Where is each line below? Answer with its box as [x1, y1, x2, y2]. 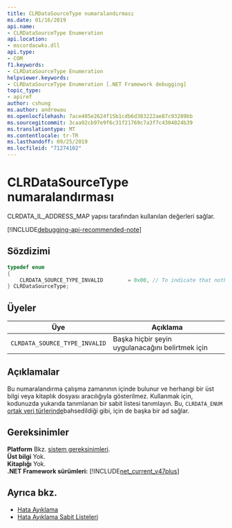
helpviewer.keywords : [7, 74, 70, 81]
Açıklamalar [7, 366, 60, 378]
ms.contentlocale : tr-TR [7, 132, 79, 139]
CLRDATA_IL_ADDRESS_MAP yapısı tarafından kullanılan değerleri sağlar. [7, 212, 215, 220]
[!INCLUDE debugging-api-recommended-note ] [7, 225, 142, 233]
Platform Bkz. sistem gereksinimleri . [7, 444, 110, 453]
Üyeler [7, 302, 37, 314]
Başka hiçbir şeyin [113, 334, 173, 344]
